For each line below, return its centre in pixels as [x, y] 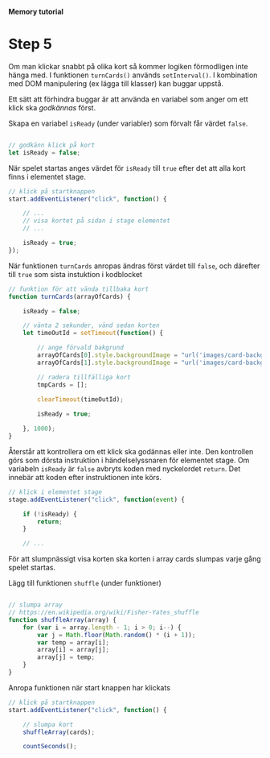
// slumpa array [35, 605]
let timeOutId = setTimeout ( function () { [93, 333]
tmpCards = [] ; [63, 385]
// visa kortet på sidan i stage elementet [97, 221]
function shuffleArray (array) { [62, 619]
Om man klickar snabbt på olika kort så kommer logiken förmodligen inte [128, 66]
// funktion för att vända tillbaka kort [79, 289]
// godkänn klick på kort [51, 145]
